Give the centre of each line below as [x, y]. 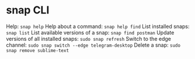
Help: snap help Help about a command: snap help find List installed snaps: [98, 26]
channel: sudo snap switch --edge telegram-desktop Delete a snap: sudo [93, 45]
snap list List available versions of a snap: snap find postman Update [90, 32]
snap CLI [28, 10]
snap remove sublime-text [37, 50]
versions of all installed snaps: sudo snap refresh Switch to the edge [88, 39]
